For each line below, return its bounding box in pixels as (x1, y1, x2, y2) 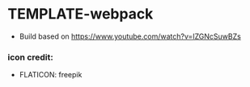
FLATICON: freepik (19, 70, 83, 80)
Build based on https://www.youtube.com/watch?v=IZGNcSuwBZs (19, 31, 242, 41)
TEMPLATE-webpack (7, 5, 154, 23)
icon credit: (7, 52, 53, 63)
